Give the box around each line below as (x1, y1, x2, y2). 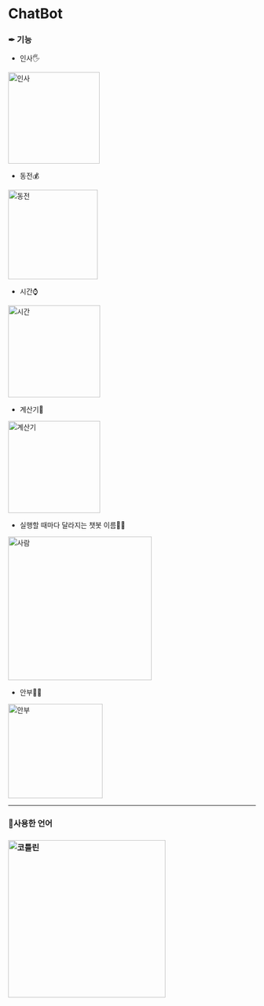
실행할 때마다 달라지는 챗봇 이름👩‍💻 (19, 520, 126, 530)
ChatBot (8, 5, 63, 23)
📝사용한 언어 (8, 818, 53, 829)
